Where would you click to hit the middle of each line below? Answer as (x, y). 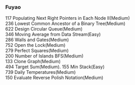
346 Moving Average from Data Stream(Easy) (53, 35)
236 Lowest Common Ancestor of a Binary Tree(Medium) (65, 23)
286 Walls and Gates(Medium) (37, 40)
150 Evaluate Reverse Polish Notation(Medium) (54, 78)
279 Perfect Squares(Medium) (37, 51)
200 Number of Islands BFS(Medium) (45, 56)
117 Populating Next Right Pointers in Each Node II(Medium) (67, 18)
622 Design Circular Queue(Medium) (44, 29)
